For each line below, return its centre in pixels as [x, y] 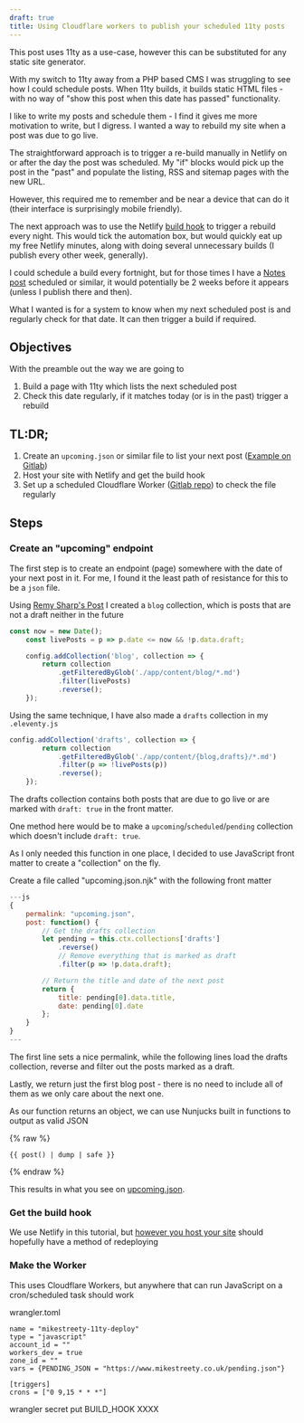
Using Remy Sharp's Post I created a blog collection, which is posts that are [150, 605]
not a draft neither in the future [67, 614]
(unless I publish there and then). [71, 291]
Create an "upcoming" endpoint [81, 548]
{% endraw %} [37, 1172]
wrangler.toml [35, 1312]
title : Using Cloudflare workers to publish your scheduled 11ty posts [147, 26]
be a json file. [35, 587]
